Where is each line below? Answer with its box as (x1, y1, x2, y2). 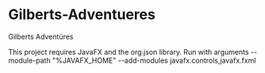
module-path (8, 56, 51, 65)
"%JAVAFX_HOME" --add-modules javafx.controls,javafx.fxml (52, 56, 256, 65)
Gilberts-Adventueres (8, 6, 156, 24)
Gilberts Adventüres (8, 32, 74, 41)
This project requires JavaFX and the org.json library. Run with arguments (8, 47, 249, 56)
